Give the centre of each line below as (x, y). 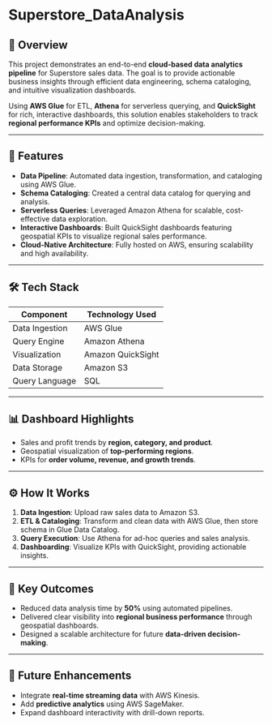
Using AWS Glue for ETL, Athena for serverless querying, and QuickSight (132, 106)
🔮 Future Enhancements (70, 676)
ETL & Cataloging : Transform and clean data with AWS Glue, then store (139, 521)
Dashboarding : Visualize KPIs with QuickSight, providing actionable (133, 547)
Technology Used (121, 314)
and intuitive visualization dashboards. (72, 90)
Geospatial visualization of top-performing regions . (107, 451)
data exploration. (79, 219)
